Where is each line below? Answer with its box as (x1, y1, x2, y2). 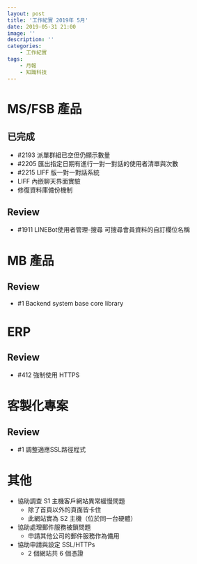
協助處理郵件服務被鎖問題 (17, 523, 91, 531)
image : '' (7, 29, 36, 37)
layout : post (7, 10, 45, 17)
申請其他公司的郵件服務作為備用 (27, 532, 120, 540)
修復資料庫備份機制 (17, 186, 73, 194)
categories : (7, 43, 42, 50)
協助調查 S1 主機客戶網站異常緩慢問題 (17, 497, 125, 505)
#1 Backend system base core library (17, 299, 124, 308)
